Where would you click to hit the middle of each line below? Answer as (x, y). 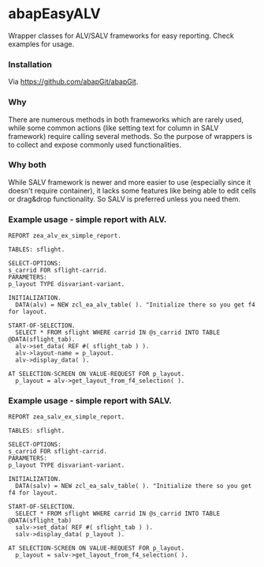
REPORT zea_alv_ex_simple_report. (65, 236)
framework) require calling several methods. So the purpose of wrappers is (130, 136)
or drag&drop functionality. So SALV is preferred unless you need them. (125, 199)
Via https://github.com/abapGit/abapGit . (73, 82)
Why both (28, 165)
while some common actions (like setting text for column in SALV (113, 128)
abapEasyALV (54, 14)
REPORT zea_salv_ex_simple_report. (67, 417)
